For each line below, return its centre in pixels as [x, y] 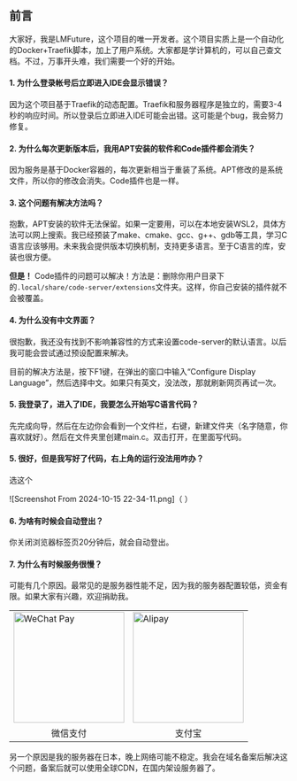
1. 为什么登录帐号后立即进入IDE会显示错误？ [89, 83]
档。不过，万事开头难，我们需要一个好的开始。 [94, 61]
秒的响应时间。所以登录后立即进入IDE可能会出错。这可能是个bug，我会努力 [146, 116]
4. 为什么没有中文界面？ [53, 321]
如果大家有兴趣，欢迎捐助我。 [79, 597]
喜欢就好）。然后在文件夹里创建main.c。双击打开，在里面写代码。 [128, 437]
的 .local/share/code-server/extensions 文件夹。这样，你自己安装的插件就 [145, 287]
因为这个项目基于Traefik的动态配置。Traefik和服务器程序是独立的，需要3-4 [146, 104]
